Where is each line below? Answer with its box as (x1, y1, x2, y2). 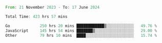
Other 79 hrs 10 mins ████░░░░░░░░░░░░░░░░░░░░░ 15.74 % (5, 33, 157, 38)
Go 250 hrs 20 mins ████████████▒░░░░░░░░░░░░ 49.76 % (5, 23, 157, 28)
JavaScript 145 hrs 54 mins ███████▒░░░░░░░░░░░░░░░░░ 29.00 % (5, 28, 157, 33)
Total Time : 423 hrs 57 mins (5, 14, 68, 19)
